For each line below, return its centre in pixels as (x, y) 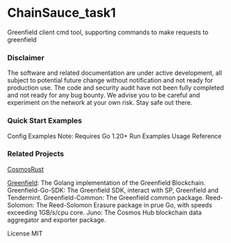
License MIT (25, 233)
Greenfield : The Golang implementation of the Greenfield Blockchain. (106, 182)
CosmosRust (25, 169)
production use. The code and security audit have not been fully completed (116, 88)
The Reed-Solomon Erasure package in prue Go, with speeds (124, 205)
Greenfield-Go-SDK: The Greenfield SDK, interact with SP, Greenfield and (113, 190)
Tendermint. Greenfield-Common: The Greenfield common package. (106, 198)
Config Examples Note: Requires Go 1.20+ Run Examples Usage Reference (114, 136)
